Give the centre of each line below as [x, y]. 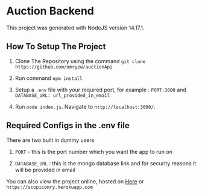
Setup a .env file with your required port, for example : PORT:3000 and [101, 90]
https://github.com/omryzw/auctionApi [64, 67]
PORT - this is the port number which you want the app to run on [94, 152]
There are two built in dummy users [50, 140]
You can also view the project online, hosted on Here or [75, 181]
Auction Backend [50, 11]
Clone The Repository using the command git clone [80, 61]
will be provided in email [45, 170]
